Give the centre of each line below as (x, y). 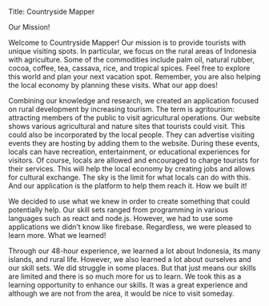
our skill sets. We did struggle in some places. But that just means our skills (132, 268)
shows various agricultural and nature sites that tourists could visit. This (127, 126)
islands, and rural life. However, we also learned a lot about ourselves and (130, 259)
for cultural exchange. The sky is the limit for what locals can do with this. (130, 177)
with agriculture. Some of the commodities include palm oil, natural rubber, (131, 60)
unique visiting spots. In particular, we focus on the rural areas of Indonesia (132, 51)
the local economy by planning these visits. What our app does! (113, 85)
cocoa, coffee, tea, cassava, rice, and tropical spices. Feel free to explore (129, 68)
